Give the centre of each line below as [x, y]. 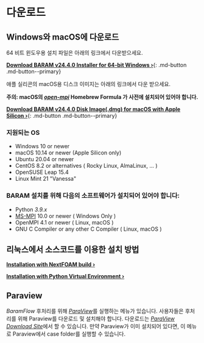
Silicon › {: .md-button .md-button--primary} [62, 116]
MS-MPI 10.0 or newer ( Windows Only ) [65, 216]
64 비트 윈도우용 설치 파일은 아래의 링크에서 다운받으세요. [75, 53]
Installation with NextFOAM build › [51, 265]
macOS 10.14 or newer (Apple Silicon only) [68, 153]
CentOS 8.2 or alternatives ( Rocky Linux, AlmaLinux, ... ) [86, 166]
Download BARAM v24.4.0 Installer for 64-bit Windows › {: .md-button [97, 65]
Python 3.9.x [31, 209]
